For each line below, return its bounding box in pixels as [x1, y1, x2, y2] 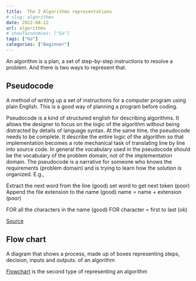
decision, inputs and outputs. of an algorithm [6, 256, 115, 263]
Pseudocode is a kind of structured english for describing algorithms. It [6, 114, 179, 121]
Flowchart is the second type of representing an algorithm [6, 267, 148, 275]
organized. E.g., [6, 170, 44, 177]
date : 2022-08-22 [6, 19, 49, 25]
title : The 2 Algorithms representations [6, 8, 112, 15]
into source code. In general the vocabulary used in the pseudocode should [6, 146, 191, 153]
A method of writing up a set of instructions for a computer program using [6, 97, 186, 104]
